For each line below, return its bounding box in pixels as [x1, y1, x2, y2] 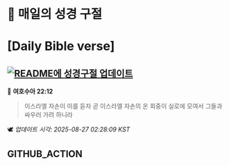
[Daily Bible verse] [7, 39, 115, 54]
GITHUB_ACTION [7, 148, 83, 160]
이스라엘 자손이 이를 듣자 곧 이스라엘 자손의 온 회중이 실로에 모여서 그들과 [24, 102, 223, 111]
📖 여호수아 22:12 [7, 87, 53, 95]
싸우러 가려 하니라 [24, 111, 73, 119]
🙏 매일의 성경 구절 [7, 6, 103, 22]
